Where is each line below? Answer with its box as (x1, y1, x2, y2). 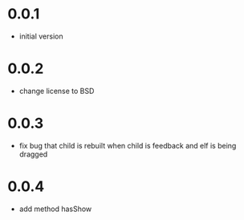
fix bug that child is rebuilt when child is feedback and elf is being (18, 141, 237, 150)
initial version (18, 31, 63, 41)
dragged (18, 149, 48, 159)
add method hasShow (18, 204, 92, 214)
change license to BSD (18, 86, 95, 96)
